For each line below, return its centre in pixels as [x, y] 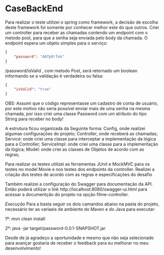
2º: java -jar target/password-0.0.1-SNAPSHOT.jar [56, 228]
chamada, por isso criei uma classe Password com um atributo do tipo [76, 114]
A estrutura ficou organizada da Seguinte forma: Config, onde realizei [75, 129]
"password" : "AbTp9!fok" [39, 57]
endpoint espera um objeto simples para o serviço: [56, 43]
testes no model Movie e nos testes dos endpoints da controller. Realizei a [80, 170]
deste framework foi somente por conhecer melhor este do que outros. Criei [82, 27]
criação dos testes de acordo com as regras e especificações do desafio [79, 174]
